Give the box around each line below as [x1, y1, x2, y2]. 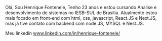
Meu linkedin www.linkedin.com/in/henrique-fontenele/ [5, 30, 120, 36]
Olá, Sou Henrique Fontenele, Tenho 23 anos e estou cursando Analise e [5, 5, 157, 10]
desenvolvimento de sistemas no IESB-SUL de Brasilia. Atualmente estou [5, 10, 157, 16]
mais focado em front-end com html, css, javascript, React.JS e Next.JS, [5, 15, 157, 21]
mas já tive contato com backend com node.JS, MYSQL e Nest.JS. [5, 20, 144, 26]
